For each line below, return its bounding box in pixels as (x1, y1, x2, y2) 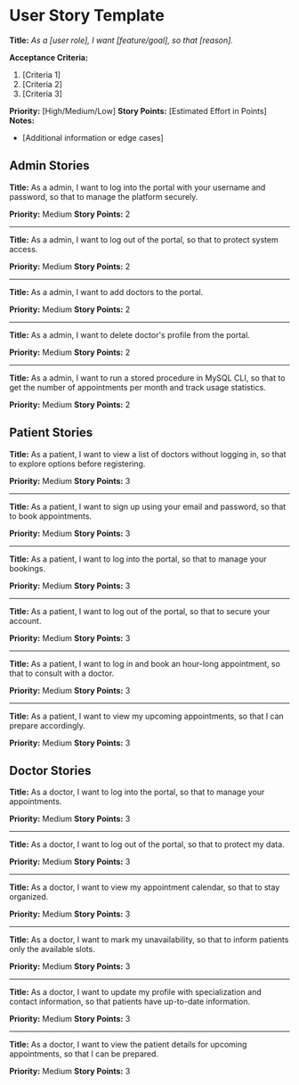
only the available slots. (9, 944, 95, 955)
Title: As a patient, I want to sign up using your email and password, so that (9, 501, 287, 512)
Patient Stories (9, 425, 93, 440)
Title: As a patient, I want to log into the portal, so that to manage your (9, 554, 267, 564)
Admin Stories (9, 158, 91, 174)
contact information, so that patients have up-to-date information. (9, 996, 251, 1007)
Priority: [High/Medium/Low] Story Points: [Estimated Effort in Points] (9, 105, 267, 116)
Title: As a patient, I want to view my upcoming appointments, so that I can (9, 711, 285, 721)
